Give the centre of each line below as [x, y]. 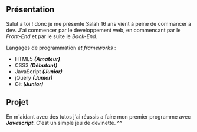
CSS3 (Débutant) [36, 65]
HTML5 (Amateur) [37, 59]
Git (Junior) [29, 84]
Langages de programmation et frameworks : [61, 48]
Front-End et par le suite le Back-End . [52, 36]
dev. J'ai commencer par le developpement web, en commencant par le [93, 30]
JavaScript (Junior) [39, 71]
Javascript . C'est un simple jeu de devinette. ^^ [64, 123]
